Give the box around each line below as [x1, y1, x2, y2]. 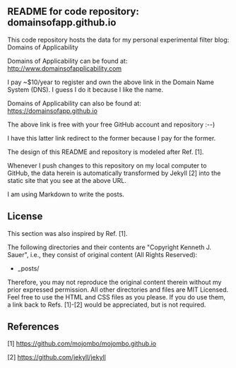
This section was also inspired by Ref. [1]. [7, 229, 128, 237]
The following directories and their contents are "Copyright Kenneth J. [7, 243, 212, 251]
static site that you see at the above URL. [7, 176, 127, 184]
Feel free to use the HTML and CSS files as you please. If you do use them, [7, 292, 226, 301]
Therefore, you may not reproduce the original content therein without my [7, 278, 222, 286]
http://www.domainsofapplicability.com [7, 64, 122, 73]
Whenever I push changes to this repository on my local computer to [7, 161, 207, 170]
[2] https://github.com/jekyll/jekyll [7, 353, 106, 362]
